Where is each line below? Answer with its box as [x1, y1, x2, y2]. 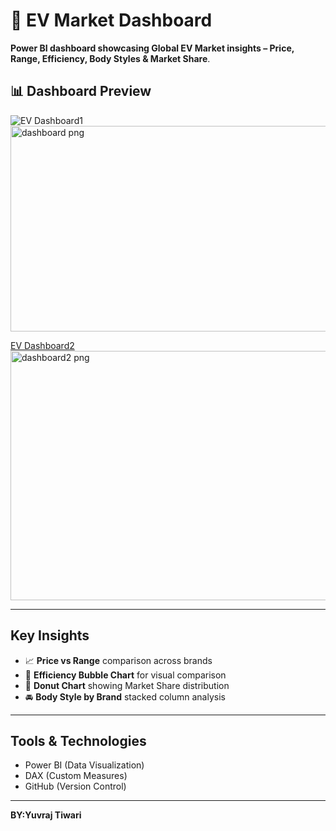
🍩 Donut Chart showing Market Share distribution [24, 679, 230, 691]
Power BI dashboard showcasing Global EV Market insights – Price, [10, 42, 295, 54]
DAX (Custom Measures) [24, 770, 128, 782]
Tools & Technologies [10, 732, 147, 749]
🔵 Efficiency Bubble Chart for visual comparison [24, 669, 227, 681]
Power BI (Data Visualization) [24, 759, 145, 771]
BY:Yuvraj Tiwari [10, 809, 82, 821]
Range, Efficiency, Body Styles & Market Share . [10, 52, 211, 64]
